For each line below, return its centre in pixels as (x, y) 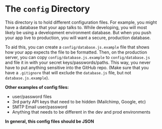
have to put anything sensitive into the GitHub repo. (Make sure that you (77, 67)
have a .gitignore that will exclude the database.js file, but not (68, 72)
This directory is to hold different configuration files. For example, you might (81, 22)
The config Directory (48, 9)
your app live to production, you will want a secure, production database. (78, 38)
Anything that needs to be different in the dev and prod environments (81, 112)
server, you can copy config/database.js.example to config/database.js (78, 57)
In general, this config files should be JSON (50, 121)
